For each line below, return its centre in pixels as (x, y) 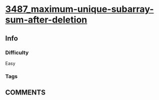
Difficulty (17, 52)
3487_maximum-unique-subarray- (79, 9)
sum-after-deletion (46, 20)
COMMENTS (25, 93)
